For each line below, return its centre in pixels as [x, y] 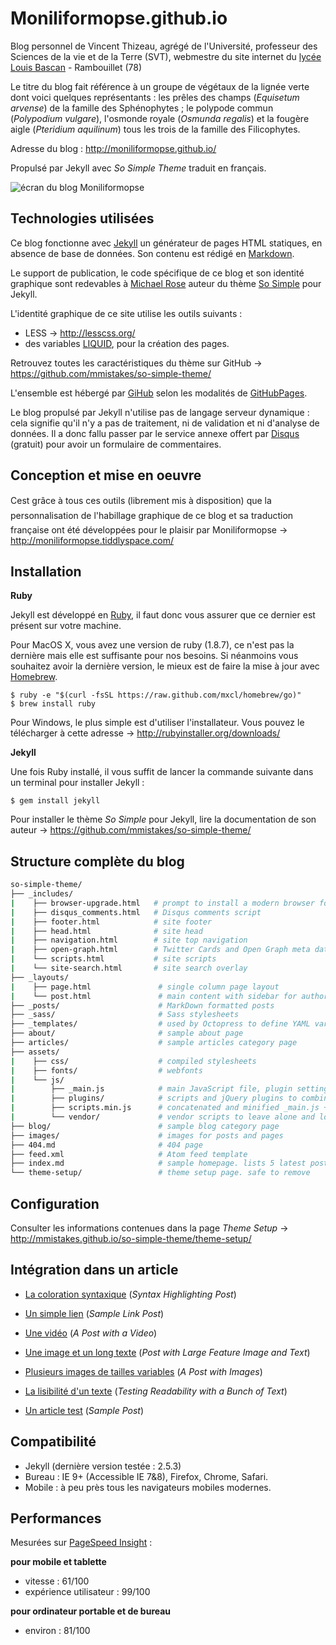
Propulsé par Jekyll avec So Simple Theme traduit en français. [138, 168]
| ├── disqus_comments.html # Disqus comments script [136, 912]
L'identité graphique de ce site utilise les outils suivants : [126, 313]
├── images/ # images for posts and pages [147, 1135]
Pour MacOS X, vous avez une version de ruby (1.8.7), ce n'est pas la [152, 645]
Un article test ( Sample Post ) [84, 1410]
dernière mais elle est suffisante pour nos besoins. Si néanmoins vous [154, 656]
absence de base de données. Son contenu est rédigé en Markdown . [152, 253]
